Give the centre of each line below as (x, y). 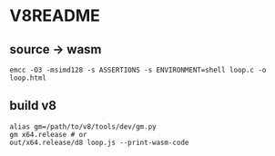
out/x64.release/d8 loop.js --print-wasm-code (99, 142)
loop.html (28, 78)
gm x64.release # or (49, 134)
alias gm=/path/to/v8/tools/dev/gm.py (83, 127)
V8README (55, 16)
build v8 (33, 106)
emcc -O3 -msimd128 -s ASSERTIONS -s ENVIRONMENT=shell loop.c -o (138, 70)
